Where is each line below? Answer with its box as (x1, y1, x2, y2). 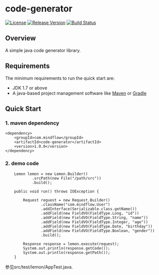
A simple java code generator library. (5, 47, 81, 53)
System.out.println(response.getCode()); (23, 245, 111, 250)
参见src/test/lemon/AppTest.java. (5, 263, 73, 270)
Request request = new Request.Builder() (23, 197, 111, 202)
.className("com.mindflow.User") (40, 202, 111, 207)
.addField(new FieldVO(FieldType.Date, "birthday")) (40, 223, 153, 229)
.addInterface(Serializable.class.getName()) (40, 206, 137, 211)
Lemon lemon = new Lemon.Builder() (14, 171, 88, 176)
